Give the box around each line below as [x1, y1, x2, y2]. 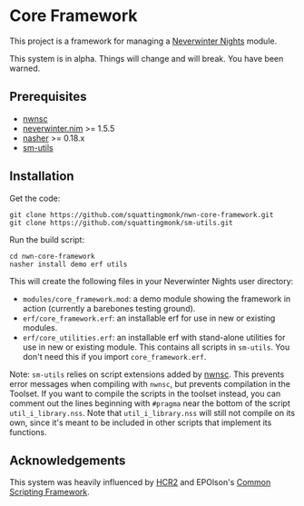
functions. [9, 426, 47, 437]
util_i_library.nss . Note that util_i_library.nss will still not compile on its [9, 407, 296, 418]
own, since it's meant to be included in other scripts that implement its [9, 417, 272, 428]
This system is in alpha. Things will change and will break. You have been [9, 53, 284, 64]
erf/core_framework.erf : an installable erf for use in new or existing [22, 313, 276, 323]
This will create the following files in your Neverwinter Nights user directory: [9, 275, 294, 286]
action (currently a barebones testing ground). [22, 303, 196, 313]
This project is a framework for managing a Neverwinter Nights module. [9, 35, 278, 46]
